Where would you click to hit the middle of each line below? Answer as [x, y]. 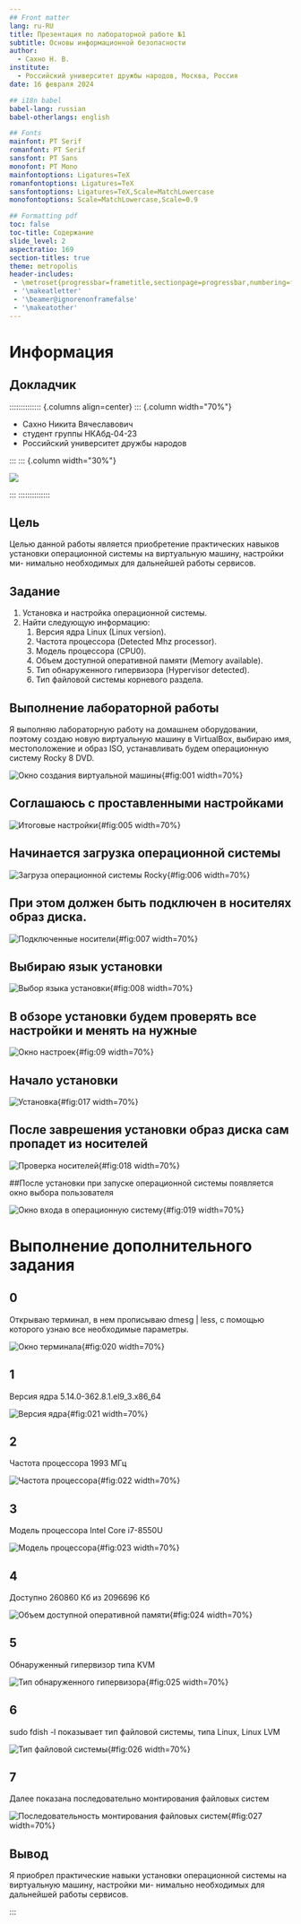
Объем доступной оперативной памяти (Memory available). [149, 660]
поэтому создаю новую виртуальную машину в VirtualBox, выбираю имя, [150, 739]
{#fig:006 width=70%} [209, 875]
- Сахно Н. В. [43, 59]
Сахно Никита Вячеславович [77, 424]
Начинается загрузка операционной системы [145, 854]
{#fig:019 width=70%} [203, 1210]
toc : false [30, 225]
